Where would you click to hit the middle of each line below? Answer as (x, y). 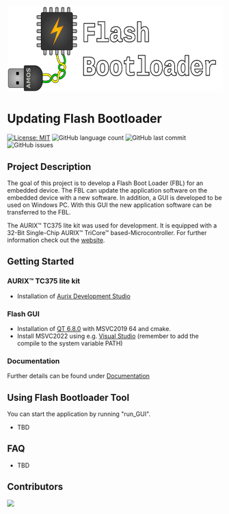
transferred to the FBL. (39, 212)
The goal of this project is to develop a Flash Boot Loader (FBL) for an (105, 183)
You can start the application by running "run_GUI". (79, 414)
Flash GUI (23, 314)
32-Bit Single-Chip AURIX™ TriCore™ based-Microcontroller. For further (107, 232)
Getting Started (41, 261)
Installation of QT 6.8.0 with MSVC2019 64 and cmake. (94, 328)
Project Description (49, 167)
